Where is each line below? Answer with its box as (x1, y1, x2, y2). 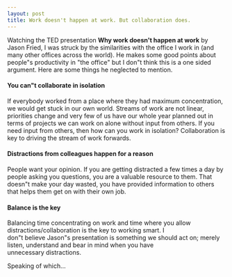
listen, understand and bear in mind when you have (7, 241, 154, 249)
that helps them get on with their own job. (7, 187, 126, 196)
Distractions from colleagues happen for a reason (7, 150, 154, 158)
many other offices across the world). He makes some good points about (7, 50, 217, 59)
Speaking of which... (7, 262, 66, 270)
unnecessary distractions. (7, 248, 82, 257)
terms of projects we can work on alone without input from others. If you (7, 119, 215, 127)
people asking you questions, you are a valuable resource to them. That (7, 172, 213, 181)
